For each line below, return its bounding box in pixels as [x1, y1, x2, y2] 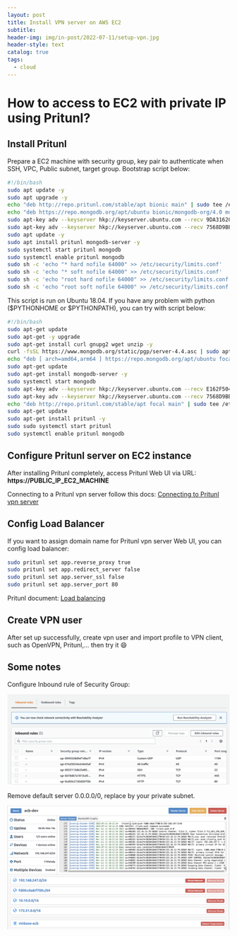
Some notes [7, 661, 61, 674]
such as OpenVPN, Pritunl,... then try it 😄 [7, 640, 128, 649]
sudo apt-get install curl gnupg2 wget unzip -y [7, 340, 153, 348]
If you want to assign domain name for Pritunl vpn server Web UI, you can [7, 536, 222, 545]
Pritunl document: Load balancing [7, 594, 106, 602]
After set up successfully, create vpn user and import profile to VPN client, [7, 633, 224, 642]
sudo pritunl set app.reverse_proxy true [7, 559, 131, 566]
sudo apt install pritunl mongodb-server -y [7, 238, 140, 245]
